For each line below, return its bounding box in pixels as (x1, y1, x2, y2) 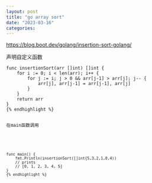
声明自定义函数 (6, 54, 43, 61)
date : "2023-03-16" (6, 19, 54, 25)
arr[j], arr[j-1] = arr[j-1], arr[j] (37, 81, 131, 87)
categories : (6, 25, 35, 31)
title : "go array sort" (6, 14, 65, 20)
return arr (17, 96, 44, 102)
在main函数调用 (6, 122, 40, 129)
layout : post (6, 8, 38, 15)
